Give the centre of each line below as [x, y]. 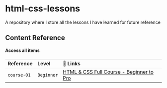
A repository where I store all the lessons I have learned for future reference [83, 22]
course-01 [19, 75]
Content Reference [35, 38]
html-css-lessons [43, 9]
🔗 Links [72, 63]
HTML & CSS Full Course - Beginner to [108, 72]
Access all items [22, 50]
